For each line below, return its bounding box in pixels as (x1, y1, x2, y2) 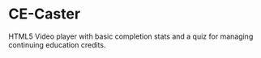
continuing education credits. (8, 39, 106, 49)
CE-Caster (8, 5, 81, 23)
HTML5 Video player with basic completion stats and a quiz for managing (8, 31, 254, 41)
